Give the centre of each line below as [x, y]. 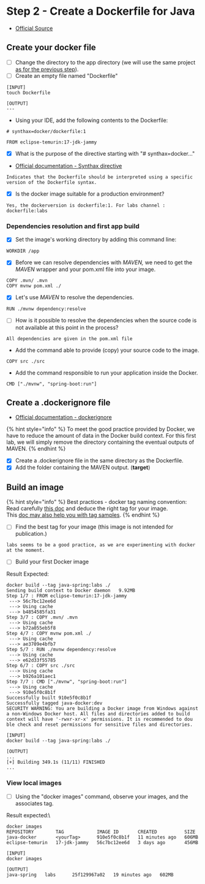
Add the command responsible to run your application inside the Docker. [106, 373]
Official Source [34, 28]
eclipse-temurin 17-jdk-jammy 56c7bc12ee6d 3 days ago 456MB [102, 842]
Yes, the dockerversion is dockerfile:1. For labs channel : [86, 205]
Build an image [35, 487]
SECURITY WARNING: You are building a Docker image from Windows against [102, 709]
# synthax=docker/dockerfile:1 [46, 131]
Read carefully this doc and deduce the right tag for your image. [87, 509]
